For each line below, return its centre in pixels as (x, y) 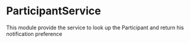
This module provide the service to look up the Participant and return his (95, 27)
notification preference (34, 33)
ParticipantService (54, 11)
